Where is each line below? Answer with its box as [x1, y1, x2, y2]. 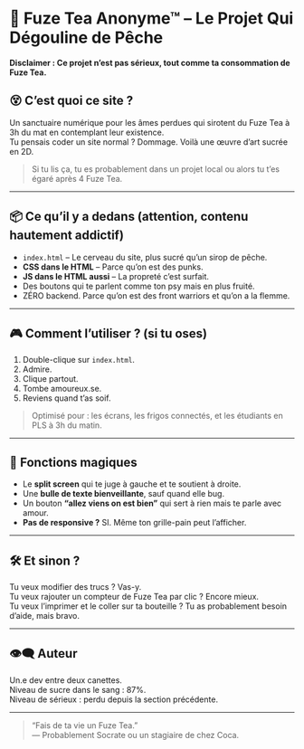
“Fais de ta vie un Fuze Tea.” [31, 719, 138, 731]
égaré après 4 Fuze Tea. [31, 173, 123, 184]
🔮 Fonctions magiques [9, 454, 138, 469]
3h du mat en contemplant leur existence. [9, 127, 165, 137]
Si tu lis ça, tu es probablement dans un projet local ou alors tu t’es [31, 163, 280, 175]
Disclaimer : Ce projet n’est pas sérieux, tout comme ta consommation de [9, 57, 291, 68]
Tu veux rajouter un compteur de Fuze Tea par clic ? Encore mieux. [9, 592, 260, 602]
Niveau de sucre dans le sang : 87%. [9, 684, 147, 695]
